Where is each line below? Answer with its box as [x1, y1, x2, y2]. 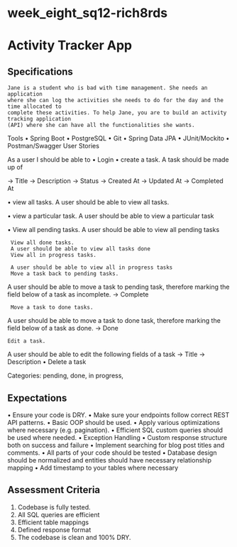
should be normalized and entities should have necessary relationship [7, 456, 211, 464]
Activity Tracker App [7, 38, 133, 54]
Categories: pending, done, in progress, [7, 371, 124, 380]
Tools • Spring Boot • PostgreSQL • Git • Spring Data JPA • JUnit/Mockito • [7, 134, 230, 143]
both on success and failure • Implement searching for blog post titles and [7, 441, 225, 449]
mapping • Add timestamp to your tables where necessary [7, 463, 179, 472]
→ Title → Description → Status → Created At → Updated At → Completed [7, 177, 224, 185]
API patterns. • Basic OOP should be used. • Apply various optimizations [7, 419, 220, 426]
